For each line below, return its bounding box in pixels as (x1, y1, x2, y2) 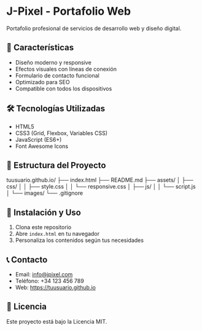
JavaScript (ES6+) (15, 136, 62, 143)
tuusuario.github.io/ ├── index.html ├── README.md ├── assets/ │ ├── (6, 176, 193, 184)
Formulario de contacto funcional (15, 72, 99, 79)
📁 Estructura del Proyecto (6, 160, 106, 170)
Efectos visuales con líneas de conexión (15, 65, 117, 72)
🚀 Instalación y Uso (6, 207, 81, 217)
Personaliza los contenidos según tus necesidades (15, 236, 144, 244)
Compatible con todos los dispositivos (15, 85, 112, 92)
